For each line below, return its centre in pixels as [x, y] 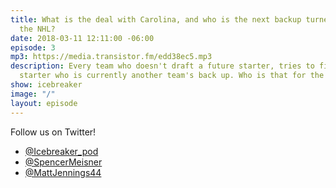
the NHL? [37, 29]
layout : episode [44, 103]
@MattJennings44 [63, 172]
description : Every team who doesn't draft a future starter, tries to [162, 66]
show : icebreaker [46, 85]
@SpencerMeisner [63, 162]
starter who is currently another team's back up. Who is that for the [172, 76]
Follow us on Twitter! [53, 132]
